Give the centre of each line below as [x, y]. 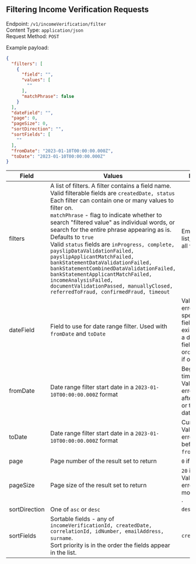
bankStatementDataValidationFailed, [101, 263]
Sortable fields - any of [83, 519]
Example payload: [27, 47]
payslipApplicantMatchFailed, [92, 257]
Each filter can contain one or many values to [112, 200]
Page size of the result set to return [99, 486]
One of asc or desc [76, 510]
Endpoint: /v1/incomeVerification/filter [56, 23]
